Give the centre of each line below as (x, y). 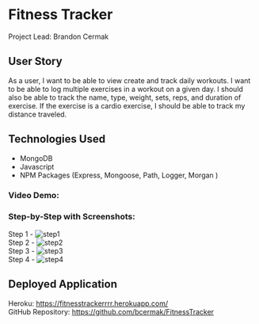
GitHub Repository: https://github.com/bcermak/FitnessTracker (111, 311)
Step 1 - (21, 234)
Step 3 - (22, 250)
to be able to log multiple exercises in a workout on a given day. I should (126, 89)
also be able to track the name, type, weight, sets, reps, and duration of (125, 97)
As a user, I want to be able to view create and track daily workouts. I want (129, 80)
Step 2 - (22, 242)
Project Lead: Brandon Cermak (59, 36)
